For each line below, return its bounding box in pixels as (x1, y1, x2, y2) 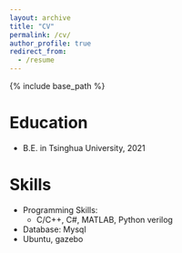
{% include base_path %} (9, 81, 106, 91)
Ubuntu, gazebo (22, 233, 84, 244)
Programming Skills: (22, 204, 98, 215)
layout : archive (9, 13, 71, 23)
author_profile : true (9, 38, 92, 48)
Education (9, 113, 88, 133)
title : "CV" (9, 22, 55, 31)
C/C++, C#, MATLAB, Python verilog (35, 214, 173, 225)
